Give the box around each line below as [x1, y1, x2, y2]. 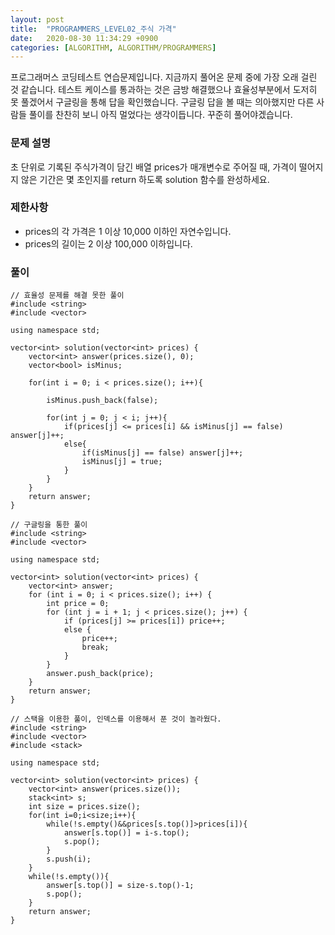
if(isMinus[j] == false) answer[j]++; [81, 448, 244, 458]
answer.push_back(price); [46, 669, 155, 679]
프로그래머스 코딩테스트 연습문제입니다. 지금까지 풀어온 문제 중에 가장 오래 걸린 [10, 71, 318, 83]
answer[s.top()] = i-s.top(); [63, 828, 190, 838]
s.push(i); [46, 854, 92, 865]
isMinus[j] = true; [81, 457, 163, 467]
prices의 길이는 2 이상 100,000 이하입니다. [24, 237, 193, 250]
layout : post [10, 14, 65, 25]
